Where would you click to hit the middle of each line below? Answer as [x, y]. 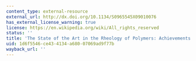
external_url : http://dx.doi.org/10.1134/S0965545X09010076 [82, 17]
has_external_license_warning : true [51, 22]
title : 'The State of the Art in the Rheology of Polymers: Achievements [99, 38]
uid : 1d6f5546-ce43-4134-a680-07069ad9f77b [60, 44]
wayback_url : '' [26, 49]
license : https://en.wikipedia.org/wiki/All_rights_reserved [83, 28]
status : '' [19, 33]
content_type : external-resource [47, 11]
